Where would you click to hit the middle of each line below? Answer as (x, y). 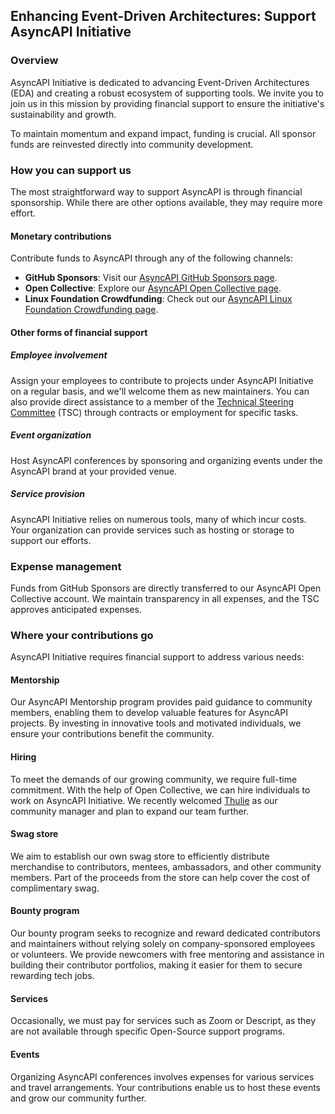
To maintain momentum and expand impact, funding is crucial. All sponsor (163, 133)
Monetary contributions (61, 236)
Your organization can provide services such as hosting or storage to (152, 530)
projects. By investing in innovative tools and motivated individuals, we (156, 723)
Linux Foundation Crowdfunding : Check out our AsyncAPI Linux (158, 299)
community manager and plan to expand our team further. (130, 811)
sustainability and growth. (63, 114)
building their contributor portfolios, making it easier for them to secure (156, 965)
